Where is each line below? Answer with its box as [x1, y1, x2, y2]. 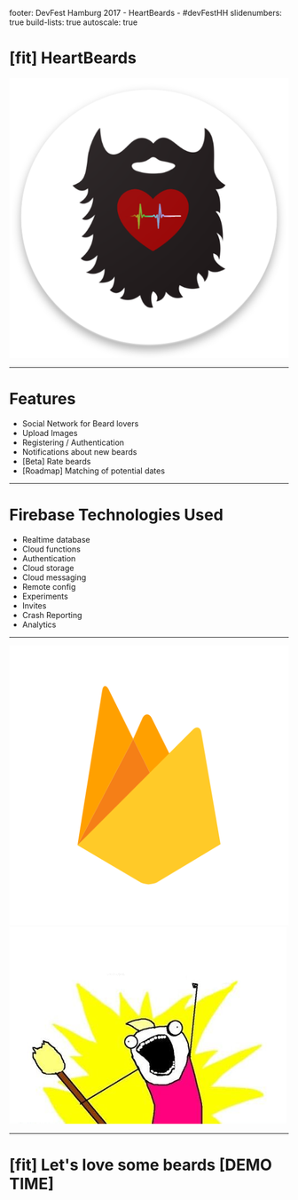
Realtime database [21, 534, 90, 544]
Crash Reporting [21, 609, 82, 620]
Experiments [21, 591, 68, 601]
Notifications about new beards [21, 446, 137, 457]
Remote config [21, 581, 76, 592]
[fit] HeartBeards [9, 48, 137, 68]
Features [9, 389, 76, 409]
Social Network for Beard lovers [21, 417, 139, 429]
